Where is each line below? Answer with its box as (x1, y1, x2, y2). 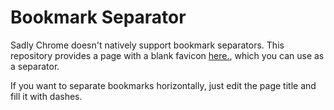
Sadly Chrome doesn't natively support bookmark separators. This (10, 39, 285, 51)
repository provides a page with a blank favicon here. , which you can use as (10, 49, 325, 61)
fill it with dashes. (10, 90, 83, 102)
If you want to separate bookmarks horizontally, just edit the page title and (10, 79, 317, 91)
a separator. (10, 60, 60, 72)
